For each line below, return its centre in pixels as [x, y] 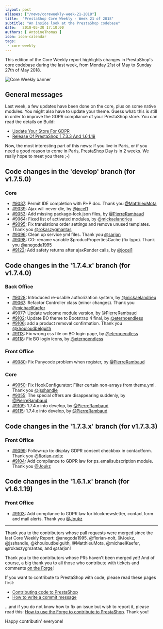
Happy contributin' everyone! [34, 621]
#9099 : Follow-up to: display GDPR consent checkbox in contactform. [82, 451]
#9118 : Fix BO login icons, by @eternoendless [57, 339]
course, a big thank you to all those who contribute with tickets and [72, 563]
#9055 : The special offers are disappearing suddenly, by [69, 395]
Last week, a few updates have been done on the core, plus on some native [81, 106]
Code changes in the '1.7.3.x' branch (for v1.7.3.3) [81, 426]
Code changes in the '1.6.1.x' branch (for [67, 481]
